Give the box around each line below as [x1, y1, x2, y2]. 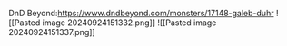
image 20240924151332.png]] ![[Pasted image [42, 17, 217, 28]
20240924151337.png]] [8, 27, 96, 37]
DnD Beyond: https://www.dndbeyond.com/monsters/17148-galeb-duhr [8, 8, 274, 18]
